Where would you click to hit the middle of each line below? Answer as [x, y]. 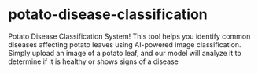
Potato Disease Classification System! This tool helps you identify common [129, 36]
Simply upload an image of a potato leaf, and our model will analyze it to [125, 53]
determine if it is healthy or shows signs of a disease [94, 61]
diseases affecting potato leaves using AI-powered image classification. [125, 44]
